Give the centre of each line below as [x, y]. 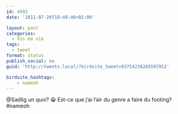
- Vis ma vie [28, 39]
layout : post [22, 28]
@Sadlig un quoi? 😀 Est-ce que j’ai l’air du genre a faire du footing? [89, 100]
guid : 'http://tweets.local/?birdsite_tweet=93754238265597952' [88, 66]
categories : [21, 33]
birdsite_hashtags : [30, 77]
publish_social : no [30, 61]
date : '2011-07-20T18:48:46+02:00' [50, 17]
